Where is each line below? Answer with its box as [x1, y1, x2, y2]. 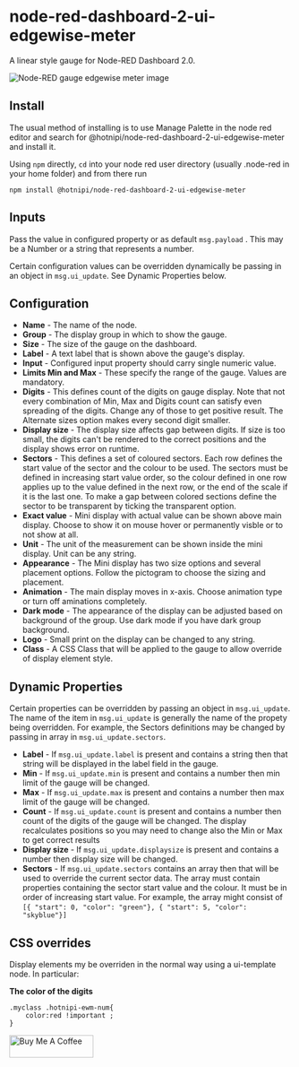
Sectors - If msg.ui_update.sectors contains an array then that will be [21, 863, 279, 874]
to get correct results [21, 835, 100, 846]
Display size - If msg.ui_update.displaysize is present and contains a [21, 845, 279, 855]
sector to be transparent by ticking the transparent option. [21, 500, 237, 512]
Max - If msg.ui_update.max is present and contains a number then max [21, 787, 285, 798]
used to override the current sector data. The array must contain [21, 872, 261, 884]
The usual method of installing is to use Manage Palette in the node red [9, 122, 272, 133]
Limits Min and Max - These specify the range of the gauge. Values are [21, 368, 287, 378]
